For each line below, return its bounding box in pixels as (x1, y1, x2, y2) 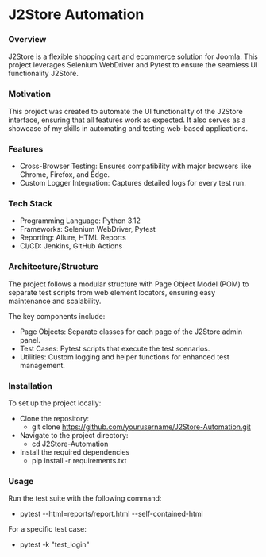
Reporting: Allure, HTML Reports (19, 232, 127, 243)
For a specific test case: (8, 524, 87, 534)
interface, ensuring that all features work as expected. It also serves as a (8, 115, 246, 125)
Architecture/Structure (8, 261, 99, 272)
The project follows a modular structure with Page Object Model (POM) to (8, 279, 249, 289)
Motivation (8, 89, 52, 100)
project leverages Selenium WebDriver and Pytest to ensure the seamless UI (8, 60, 258, 70)
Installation (8, 380, 53, 391)
